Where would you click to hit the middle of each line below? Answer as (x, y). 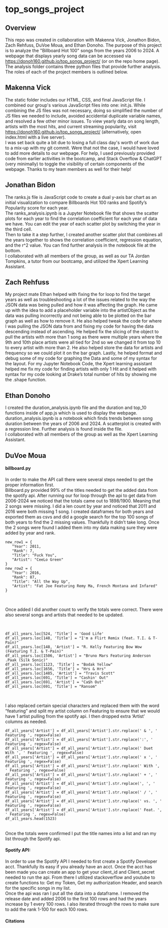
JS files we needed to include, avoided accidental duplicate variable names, (83, 116)
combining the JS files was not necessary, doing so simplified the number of (84, 110)
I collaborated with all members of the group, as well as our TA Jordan (77, 256)
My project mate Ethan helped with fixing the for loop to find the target (78, 294)
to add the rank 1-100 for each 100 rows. (47, 909)
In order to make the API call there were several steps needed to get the (79, 479)
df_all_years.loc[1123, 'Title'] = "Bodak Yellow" (59, 664)
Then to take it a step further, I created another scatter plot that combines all (84, 234)
